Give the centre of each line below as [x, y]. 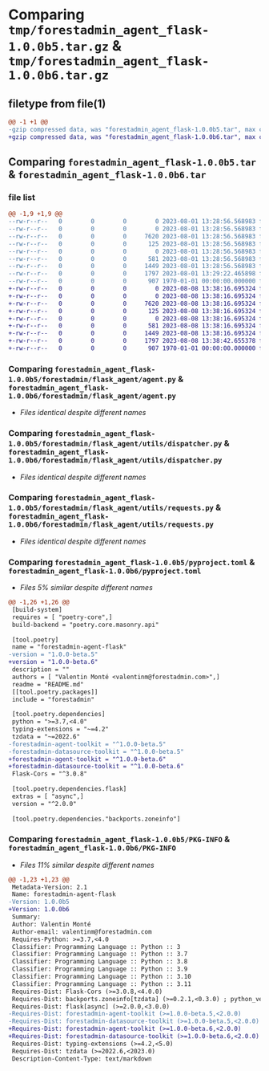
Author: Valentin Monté [51, 924]
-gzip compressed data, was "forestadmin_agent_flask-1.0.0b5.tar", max [132, 129]
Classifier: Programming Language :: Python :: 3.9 [100, 969]
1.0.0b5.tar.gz [59, 47]
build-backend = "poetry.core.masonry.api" [85, 625]
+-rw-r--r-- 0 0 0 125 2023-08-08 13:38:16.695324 [132, 311]
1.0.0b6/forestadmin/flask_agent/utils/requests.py [111, 525]
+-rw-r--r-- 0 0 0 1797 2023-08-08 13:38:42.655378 [132, 341]
